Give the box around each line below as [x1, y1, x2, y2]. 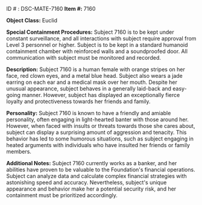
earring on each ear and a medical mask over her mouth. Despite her [6, 78, 178, 86]
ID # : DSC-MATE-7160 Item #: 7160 [6, 5, 96, 12]
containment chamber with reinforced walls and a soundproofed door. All [6, 48, 188, 55]
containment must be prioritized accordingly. [6, 192, 118, 198]
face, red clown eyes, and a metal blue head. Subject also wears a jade [6, 72, 183, 79]
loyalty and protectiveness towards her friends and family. [6, 98, 151, 105]
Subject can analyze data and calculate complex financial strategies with [6, 172, 187, 180]
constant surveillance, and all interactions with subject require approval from [6, 35, 197, 42]
